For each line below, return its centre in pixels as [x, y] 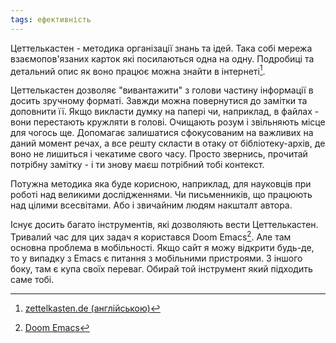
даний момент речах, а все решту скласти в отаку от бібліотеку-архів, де [168, 143]
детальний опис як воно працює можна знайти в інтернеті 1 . [138, 70]
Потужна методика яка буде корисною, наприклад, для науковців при [161, 184]
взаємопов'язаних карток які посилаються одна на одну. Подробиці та [162, 58]
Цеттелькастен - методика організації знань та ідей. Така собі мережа [161, 48]
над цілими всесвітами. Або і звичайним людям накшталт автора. [151, 205]
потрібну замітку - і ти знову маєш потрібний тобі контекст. [137, 165]
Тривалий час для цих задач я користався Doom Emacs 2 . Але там [151, 236]
